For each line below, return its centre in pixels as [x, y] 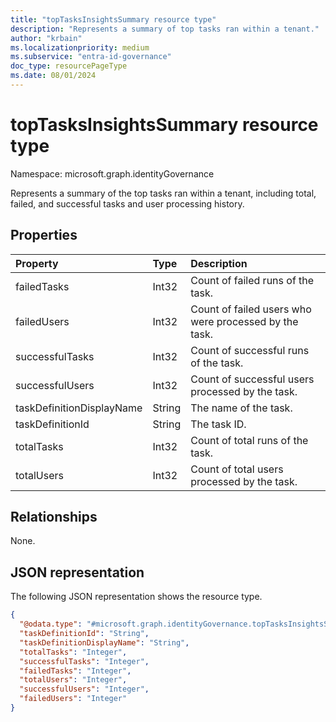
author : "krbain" [46, 38]
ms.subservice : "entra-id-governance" [91, 57]
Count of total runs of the [249, 440]
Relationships [54, 517]
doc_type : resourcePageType [69, 66]
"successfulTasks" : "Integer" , [84, 661]
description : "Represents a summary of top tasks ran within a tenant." [165, 29]
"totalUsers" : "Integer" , [73, 680]
